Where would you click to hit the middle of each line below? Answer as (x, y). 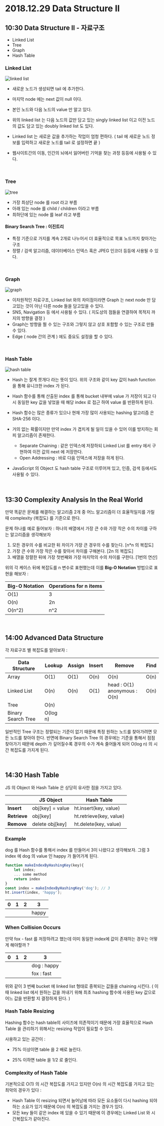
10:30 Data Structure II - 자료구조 (55, 28)
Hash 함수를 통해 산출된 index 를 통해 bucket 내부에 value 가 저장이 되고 (82, 396)
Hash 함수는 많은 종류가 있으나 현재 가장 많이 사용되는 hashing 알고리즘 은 (83, 413)
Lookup (54, 665)
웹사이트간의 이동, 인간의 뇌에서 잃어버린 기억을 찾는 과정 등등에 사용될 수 (82, 153)
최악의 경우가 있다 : (23, 1090)
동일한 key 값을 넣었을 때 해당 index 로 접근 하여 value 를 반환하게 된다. (85, 402)
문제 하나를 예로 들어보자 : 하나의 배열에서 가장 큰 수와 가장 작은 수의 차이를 (76, 529)
